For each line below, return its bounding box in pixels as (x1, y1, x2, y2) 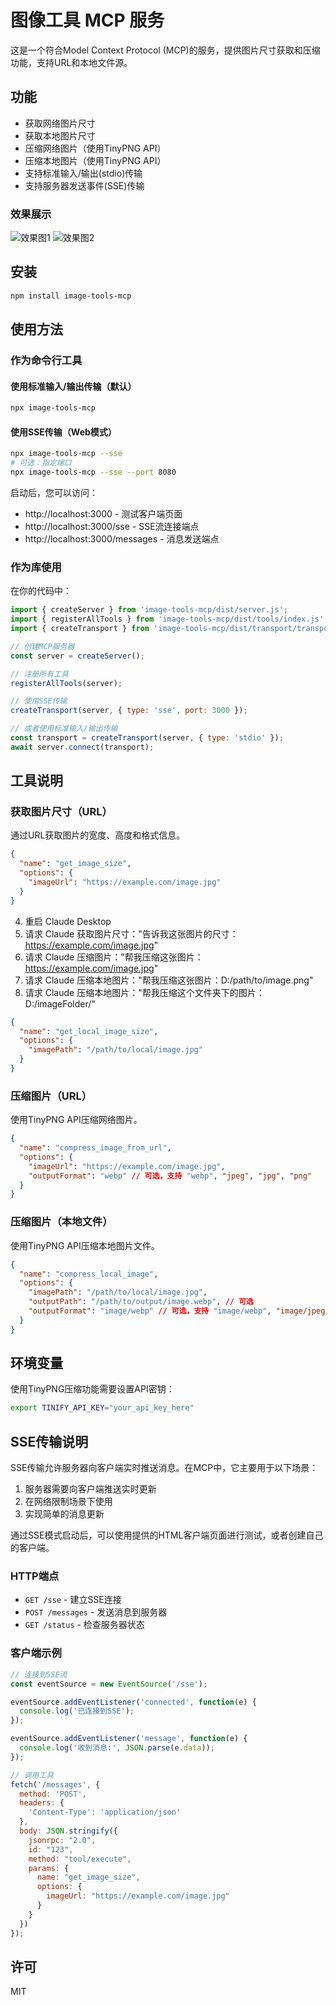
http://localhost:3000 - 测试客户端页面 (24, 507, 183, 520)
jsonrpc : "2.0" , (28, 1835, 97, 1845)
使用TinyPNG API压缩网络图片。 (10, 1114, 143, 1126)
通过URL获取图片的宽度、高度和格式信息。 (10, 829, 186, 841)
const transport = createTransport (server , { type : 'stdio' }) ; (10, 733, 284, 743)
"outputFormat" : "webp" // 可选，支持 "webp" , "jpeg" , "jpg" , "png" (28, 1171, 313, 1181)
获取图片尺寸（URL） (10, 805, 113, 819)
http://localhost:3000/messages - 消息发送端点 (24, 532, 220, 545)
